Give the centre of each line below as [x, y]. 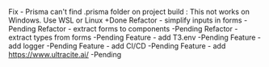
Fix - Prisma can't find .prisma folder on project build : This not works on [129, 12]
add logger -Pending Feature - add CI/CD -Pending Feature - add [117, 46]
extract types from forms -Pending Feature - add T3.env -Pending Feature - [134, 37]
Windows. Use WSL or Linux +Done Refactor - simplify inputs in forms [125, 20]
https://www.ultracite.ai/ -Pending [65, 54]
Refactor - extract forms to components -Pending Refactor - [138, 29]
